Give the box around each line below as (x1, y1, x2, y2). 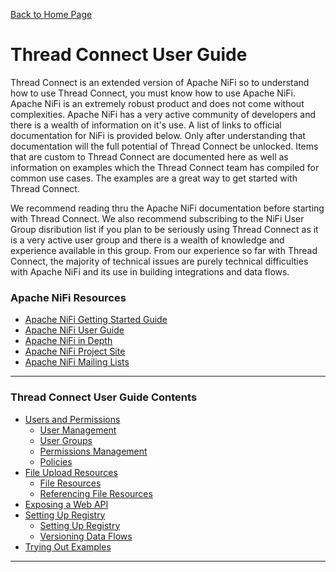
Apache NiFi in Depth (24, 335, 113, 347)
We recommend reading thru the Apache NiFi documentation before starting (10, 202, 325, 214)
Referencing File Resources (39, 487, 153, 499)
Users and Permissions (24, 413, 121, 425)
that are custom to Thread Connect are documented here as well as (10, 150, 289, 163)
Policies (39, 455, 73, 468)
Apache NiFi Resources (10, 290, 127, 304)
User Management (39, 424, 117, 436)
